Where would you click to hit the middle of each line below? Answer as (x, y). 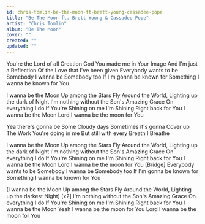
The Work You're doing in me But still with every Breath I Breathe (88, 133)
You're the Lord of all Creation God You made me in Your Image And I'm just (102, 64)
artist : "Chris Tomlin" (37, 23)
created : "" (21, 41)
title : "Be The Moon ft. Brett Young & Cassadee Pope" (78, 18)
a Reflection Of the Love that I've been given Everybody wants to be (92, 70)
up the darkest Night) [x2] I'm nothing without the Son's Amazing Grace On (101, 196)
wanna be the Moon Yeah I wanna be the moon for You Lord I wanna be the (102, 209)
